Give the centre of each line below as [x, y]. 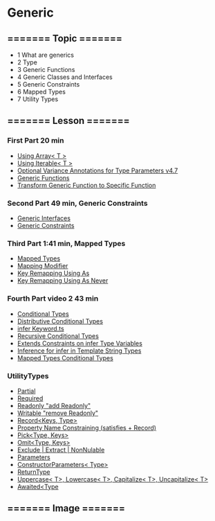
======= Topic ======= [65, 38]
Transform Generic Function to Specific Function [86, 185]
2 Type [27, 62]
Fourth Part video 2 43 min [53, 299]
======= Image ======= [66, 508]
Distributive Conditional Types [60, 321]
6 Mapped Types [41, 92]
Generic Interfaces [44, 218]
